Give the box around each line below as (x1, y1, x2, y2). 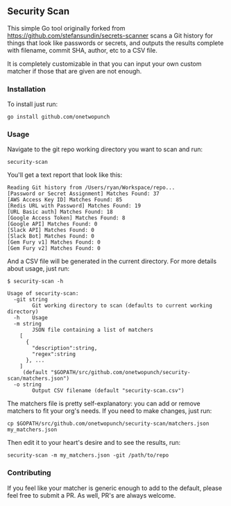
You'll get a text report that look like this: (7, 171, 123, 179)
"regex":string (32, 351, 76, 358)
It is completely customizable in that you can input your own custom (7, 59, 202, 68)
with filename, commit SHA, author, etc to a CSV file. (7, 46, 157, 54)
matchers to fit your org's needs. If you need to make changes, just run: (7, 407, 212, 415)
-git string (13, 296, 49, 303)
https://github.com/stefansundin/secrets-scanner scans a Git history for (7, 31, 214, 40)
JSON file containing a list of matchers (32, 326, 154, 334)
